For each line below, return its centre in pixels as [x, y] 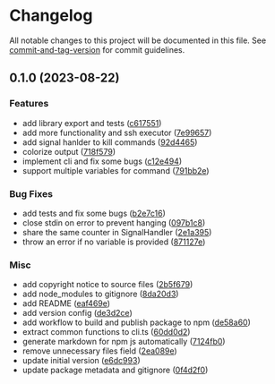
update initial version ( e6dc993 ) [81, 361]
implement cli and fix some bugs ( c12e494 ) [102, 161]
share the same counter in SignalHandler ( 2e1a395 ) [117, 232]
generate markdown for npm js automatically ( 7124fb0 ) [124, 342]
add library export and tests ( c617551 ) [92, 123]
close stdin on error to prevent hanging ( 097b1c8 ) [114, 222]
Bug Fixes [31, 193]
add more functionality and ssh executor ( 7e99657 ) [117, 132]
